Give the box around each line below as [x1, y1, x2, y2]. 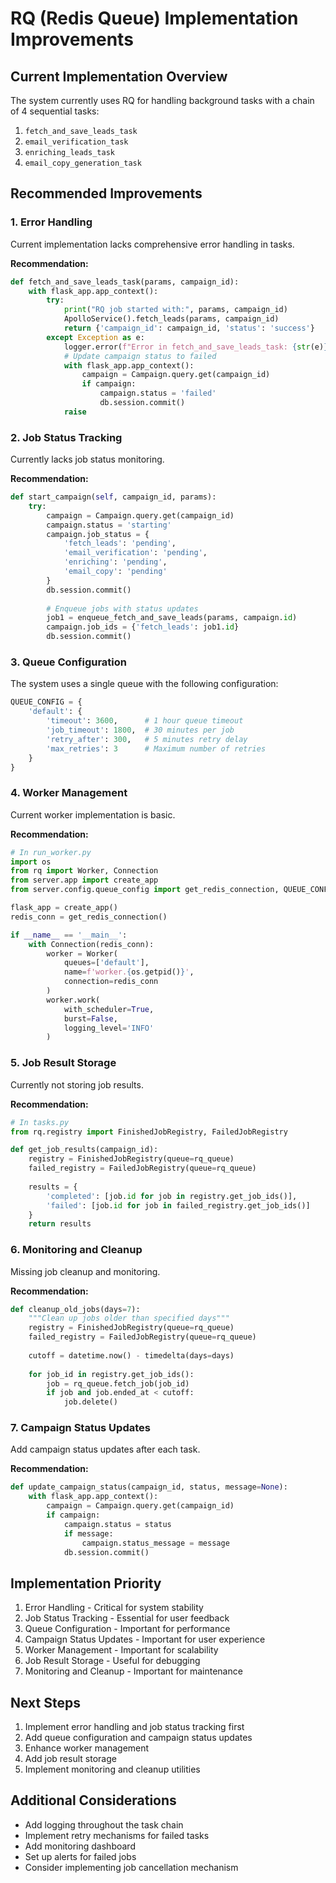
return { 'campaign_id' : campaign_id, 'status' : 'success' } [63, 323, 315, 334]
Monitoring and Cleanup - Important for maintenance [24, 1665, 243, 1677]
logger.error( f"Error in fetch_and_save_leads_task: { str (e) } [63, 342, 329, 352]
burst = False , [63, 1013, 118, 1024]
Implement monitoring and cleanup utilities [24, 1763, 201, 1776]
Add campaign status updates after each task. [10, 1443, 201, 1456]
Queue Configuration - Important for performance [24, 1623, 231, 1635]
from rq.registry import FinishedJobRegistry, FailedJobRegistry [10, 1127, 288, 1137]
